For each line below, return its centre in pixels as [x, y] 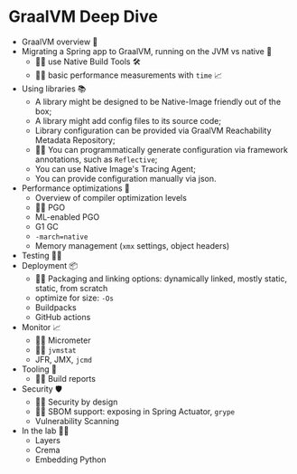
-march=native [61, 237]
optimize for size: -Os [74, 298]
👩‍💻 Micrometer [63, 340]
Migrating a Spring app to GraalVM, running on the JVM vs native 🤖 [147, 51]
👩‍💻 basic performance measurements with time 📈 [129, 75]
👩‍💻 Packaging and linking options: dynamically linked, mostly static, [161, 279]
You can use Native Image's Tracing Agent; [115, 168]
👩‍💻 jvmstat [56, 349]
